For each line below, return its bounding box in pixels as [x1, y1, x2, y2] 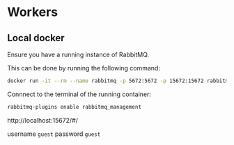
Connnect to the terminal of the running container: [7, 90, 152, 98]
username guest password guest [7, 130, 101, 138]
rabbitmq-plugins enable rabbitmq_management [7, 103, 141, 110]
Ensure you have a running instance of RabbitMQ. [7, 50, 150, 59]
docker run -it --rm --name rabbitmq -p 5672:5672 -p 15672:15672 [7, 77, 204, 84]
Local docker [7, 32, 65, 44]
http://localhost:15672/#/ [7, 116, 79, 124]
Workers [7, 4, 58, 20]
